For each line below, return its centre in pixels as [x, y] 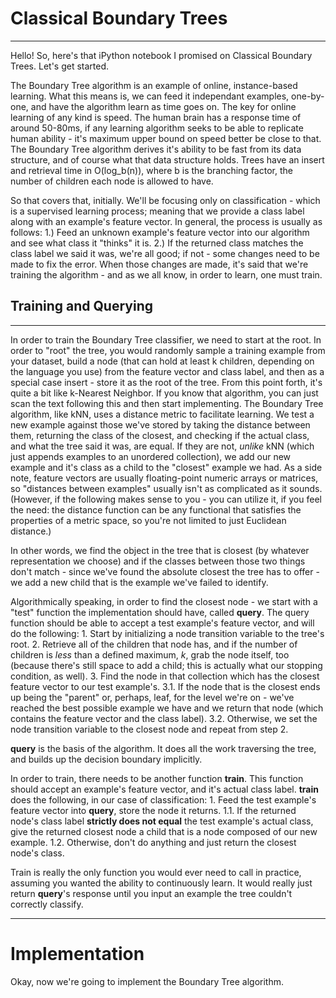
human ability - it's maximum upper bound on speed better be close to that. [166, 138]
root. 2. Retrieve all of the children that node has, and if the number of [154, 644]
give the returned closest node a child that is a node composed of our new [164, 831]
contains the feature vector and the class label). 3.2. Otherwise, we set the [164, 718]
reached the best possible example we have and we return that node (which [167, 708]
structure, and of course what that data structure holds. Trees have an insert [167, 159]
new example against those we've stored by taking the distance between [160, 424]
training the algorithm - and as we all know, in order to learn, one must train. [166, 274]
